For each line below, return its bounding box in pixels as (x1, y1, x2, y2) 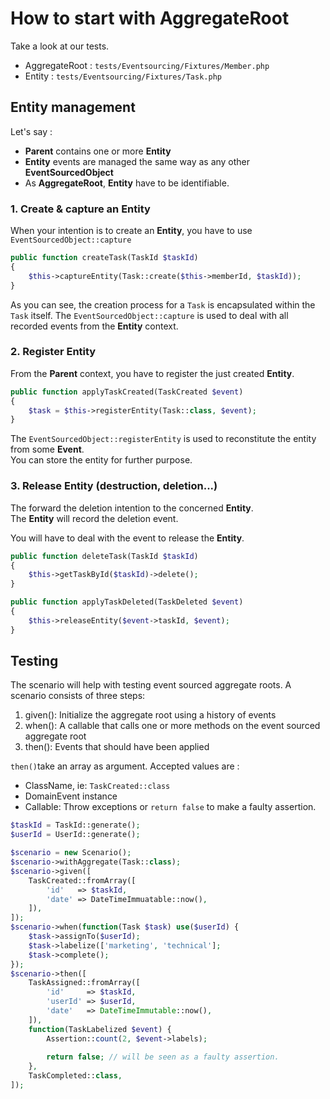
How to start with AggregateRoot (10, 7, 290, 30)
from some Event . (10, 443, 85, 456)
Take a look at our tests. (10, 40, 110, 52)
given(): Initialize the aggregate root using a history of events (24, 709, 277, 721)
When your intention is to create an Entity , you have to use (10, 225, 253, 237)
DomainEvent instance (24, 790, 118, 802)
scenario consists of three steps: (10, 690, 146, 702)
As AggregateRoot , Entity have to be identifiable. (24, 177, 230, 189)
